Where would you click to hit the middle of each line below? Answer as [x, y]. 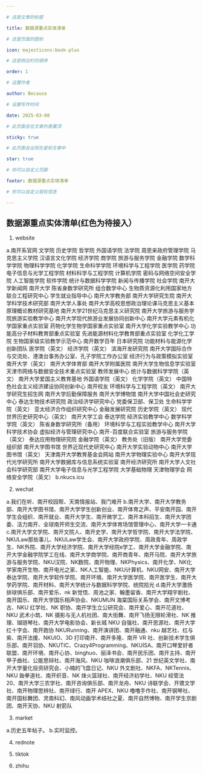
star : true [20, 159]
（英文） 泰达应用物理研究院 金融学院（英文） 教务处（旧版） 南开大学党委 [99, 440]
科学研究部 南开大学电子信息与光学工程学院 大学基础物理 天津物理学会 [98, 470]
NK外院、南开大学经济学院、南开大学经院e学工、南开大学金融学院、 [101, 547]
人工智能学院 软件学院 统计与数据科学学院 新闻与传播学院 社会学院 [95, 281]
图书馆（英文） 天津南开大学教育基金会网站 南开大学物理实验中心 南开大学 [98, 455]
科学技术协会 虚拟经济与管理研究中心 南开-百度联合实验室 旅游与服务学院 [97, 432]
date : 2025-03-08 [28, 115]
